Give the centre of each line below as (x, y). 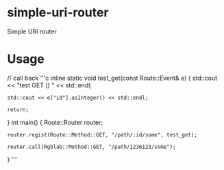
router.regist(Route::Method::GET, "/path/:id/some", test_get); (102, 134)
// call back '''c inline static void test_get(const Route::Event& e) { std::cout (112, 78)
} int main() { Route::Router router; (55, 122)
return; (18, 110)
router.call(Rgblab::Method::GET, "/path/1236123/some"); (91, 147)
